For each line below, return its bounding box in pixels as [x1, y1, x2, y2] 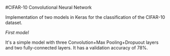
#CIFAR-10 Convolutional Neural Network [5, 5, 92, 10]
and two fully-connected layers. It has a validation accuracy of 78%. [5, 45, 149, 50]
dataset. [5, 20, 23, 25]
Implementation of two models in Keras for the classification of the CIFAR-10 [5, 14, 165, 20]
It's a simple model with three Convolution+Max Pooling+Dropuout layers [5, 39, 159, 45]
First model [5, 30, 29, 35]
